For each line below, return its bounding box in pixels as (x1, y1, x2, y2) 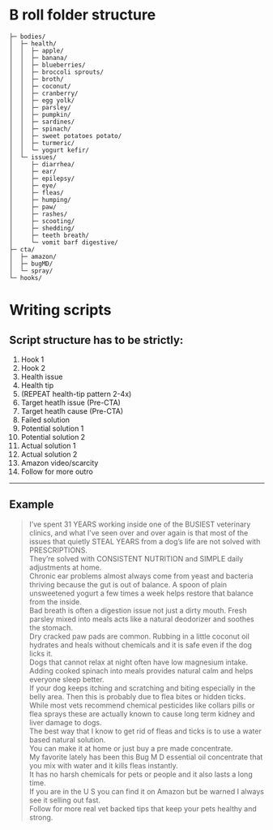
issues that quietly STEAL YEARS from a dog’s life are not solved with (28, 536, 261, 546)
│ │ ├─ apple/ (9, 46, 64, 54)
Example (9, 497, 54, 512)
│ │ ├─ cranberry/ (9, 89, 79, 97)
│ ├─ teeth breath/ (9, 231, 90, 239)
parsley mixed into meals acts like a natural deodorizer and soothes (28, 614, 254, 624)
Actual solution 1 (20, 441, 76, 450)
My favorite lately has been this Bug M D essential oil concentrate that (28, 752, 263, 762)
